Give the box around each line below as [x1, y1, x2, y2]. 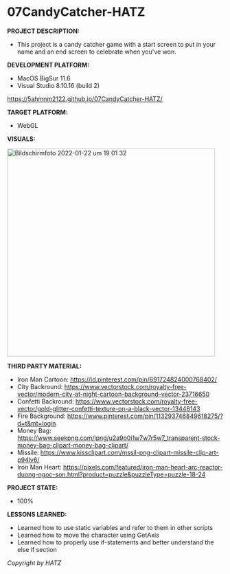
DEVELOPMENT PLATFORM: [7, 60, 90, 69]
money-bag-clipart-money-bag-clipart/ [16, 441, 129, 449]
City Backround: [16, 382, 63, 390]
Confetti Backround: [16, 397, 74, 406]
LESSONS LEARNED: [7, 510, 67, 518]
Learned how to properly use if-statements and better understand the [16, 538, 214, 547]
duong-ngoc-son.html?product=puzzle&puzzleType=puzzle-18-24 [16, 470, 206, 478]
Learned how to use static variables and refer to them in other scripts [16, 523, 214, 531]
